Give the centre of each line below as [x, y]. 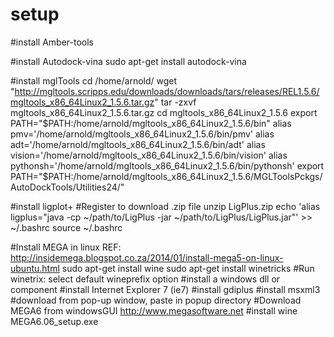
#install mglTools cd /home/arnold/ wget [94, 80]
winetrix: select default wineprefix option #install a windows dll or [145, 279]
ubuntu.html [35, 268]
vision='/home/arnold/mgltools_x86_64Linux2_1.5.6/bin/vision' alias [149, 155]
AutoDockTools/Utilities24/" [67, 187]
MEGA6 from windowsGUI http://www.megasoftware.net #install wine [154, 310]
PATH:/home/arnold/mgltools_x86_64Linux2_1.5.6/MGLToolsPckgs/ [185, 176]
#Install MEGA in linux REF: [66, 247]
